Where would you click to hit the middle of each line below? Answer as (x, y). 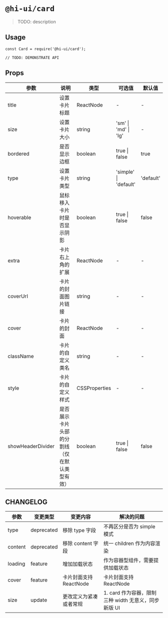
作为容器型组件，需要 (128, 560)
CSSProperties (94, 388)
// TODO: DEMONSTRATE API (32, 57)
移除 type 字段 (79, 530)
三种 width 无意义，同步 (131, 600)
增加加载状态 (77, 564)
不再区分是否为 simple (129, 526)
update (39, 600)
